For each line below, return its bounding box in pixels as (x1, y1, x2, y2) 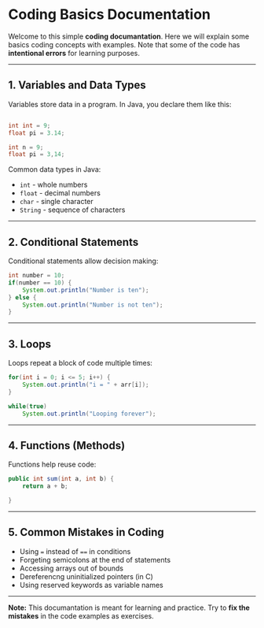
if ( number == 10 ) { (8, 278, 72, 287)
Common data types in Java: (8, 165, 101, 174)
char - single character (19, 197, 94, 206)
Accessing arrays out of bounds (19, 563, 124, 573)
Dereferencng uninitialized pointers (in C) (19, 571, 153, 581)
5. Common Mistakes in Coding (8, 526, 164, 539)
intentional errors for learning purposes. (8, 48, 140, 58)
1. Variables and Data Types (8, 79, 147, 92)
